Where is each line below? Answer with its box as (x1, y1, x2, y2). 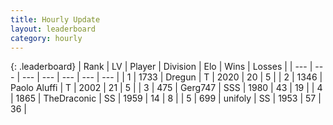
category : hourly (10, 33, 83, 43)
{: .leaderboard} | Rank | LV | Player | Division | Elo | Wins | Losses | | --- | (10, 61, 313, 73)
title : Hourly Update (10, 14, 101, 25)
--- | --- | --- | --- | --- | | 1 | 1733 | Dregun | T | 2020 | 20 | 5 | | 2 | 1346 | (21, 71, 323, 83)
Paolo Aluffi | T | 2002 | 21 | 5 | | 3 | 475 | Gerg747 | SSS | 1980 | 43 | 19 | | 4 (10, 82, 323, 94)
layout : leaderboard (10, 24, 97, 34)
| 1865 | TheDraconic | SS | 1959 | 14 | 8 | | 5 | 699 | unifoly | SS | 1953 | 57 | (10, 92, 322, 105)
